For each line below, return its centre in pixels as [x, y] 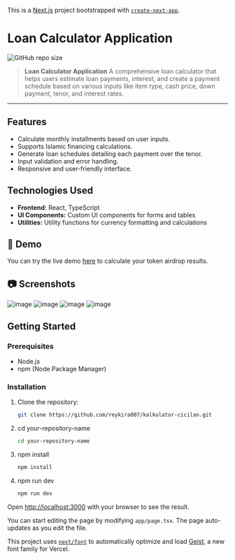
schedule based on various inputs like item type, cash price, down [120, 86]
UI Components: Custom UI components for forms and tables [106, 215]
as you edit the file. [60, 528]
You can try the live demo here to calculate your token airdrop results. [108, 261]
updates [19, 528]
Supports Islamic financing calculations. [75, 146]
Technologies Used [50, 191]
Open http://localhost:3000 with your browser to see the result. [99, 507]
